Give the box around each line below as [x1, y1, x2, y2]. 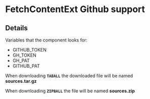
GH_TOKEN [12, 52, 36, 58]
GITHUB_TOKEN [12, 47, 47, 53]
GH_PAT [12, 58, 30, 64]
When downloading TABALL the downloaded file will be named [5, 73, 133, 79]
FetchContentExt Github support [5, 4, 145, 15]
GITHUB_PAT [12, 63, 40, 69]
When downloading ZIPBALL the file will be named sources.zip [5, 88, 135, 94]
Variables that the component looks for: [5, 37, 87, 43]
